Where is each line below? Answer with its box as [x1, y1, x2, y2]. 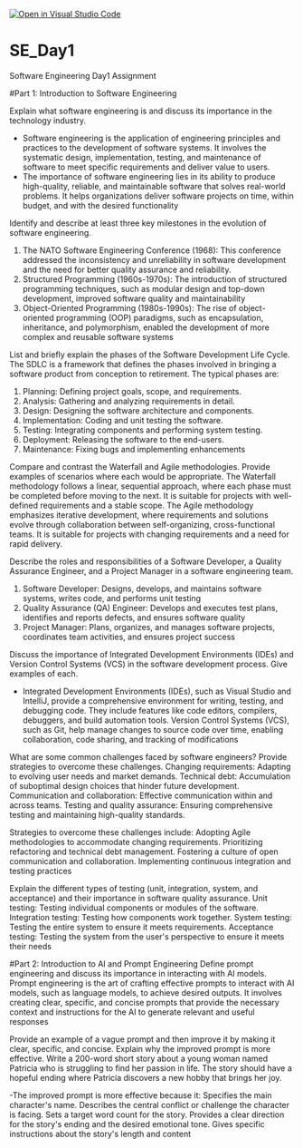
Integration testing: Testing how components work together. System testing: [9, 911, 292, 922]
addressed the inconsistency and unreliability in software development [22, 254, 287, 265]
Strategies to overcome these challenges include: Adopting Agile [9, 826, 251, 838]
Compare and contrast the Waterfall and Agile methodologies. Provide [9, 461, 270, 472]
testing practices [9, 865, 72, 876]
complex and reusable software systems [22, 331, 174, 342]
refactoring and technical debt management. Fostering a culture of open [9, 846, 279, 857]
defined [9, 500, 39, 511]
